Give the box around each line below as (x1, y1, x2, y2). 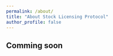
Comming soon (6, 40, 63, 50)
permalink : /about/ (6, 8, 54, 14)
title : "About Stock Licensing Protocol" (6, 14, 109, 20)
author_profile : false (6, 19, 61, 25)
